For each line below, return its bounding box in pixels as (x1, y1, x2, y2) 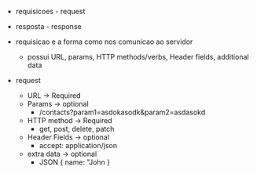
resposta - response (15, 22, 82, 31)
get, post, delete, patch (39, 125, 115, 133)
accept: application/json (39, 141, 118, 150)
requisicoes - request (15, 7, 86, 16)
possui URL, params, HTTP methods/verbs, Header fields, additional (27, 53, 249, 61)
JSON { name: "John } (39, 158, 111, 167)
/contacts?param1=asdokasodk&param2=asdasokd (39, 107, 206, 117)
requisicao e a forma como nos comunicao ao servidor (15, 37, 193, 46)
